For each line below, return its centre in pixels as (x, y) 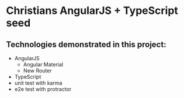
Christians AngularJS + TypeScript (92, 11)
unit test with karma (38, 83)
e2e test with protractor (43, 89)
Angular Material (43, 64)
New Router (37, 70)
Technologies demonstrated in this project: (86, 44)
